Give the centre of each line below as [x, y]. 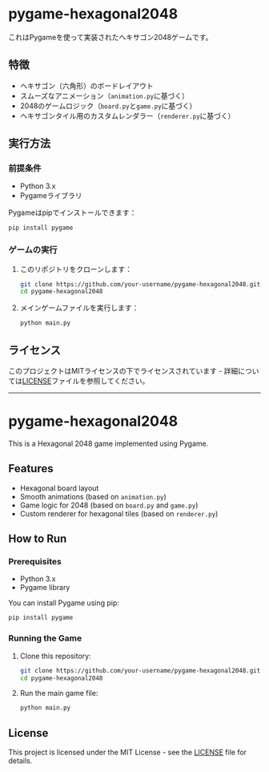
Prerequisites [35, 562]
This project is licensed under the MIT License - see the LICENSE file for [127, 752]
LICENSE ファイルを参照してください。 [86, 381]
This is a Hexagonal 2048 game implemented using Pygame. [108, 443]
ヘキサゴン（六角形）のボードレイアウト [86, 86]
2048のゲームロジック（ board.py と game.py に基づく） [108, 106]
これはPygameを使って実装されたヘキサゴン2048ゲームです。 [110, 37]
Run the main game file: [59, 693]
